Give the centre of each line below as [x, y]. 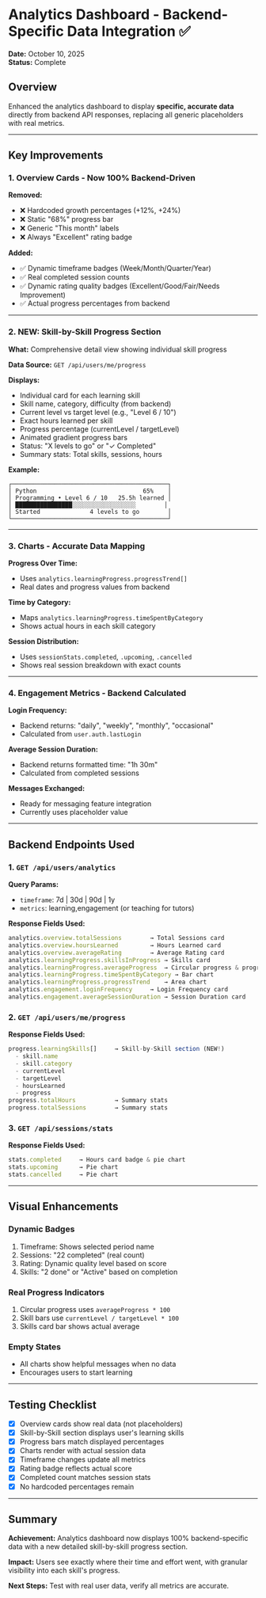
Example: [24, 470]
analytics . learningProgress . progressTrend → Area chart [108, 982]
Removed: [25, 195]
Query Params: [34, 885]
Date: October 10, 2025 [47, 54]
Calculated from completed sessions [80, 773]
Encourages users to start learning [76, 1372]
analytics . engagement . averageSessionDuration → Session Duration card [127, 997]
